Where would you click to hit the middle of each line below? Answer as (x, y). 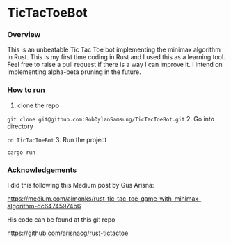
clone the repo (38, 105)
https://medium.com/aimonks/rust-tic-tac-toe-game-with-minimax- (104, 199)
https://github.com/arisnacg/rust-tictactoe (68, 233)
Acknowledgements (42, 170)
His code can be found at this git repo (61, 220)
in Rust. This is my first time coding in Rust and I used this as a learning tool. (116, 57)
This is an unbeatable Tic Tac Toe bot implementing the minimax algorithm (114, 49)
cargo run (22, 152)
